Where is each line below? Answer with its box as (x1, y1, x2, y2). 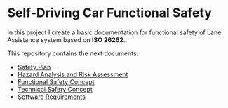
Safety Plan (17, 62, 51, 71)
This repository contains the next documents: (7, 49, 139, 58)
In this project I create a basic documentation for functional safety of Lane (7, 28, 222, 36)
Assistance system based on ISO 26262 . (7, 35, 126, 43)
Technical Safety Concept (17, 85, 93, 93)
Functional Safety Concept (17, 77, 95, 86)
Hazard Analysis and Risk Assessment (17, 70, 128, 79)
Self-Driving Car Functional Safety (7, 5, 213, 21)
